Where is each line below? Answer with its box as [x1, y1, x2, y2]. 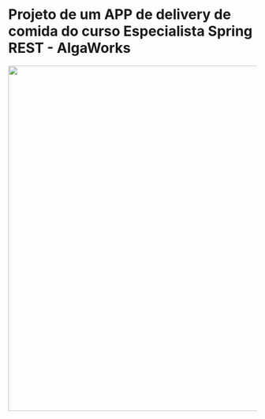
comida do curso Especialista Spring [8, 22, 253, 40]
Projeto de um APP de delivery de [8, 6, 231, 24]
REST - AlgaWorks [8, 39, 132, 57]
